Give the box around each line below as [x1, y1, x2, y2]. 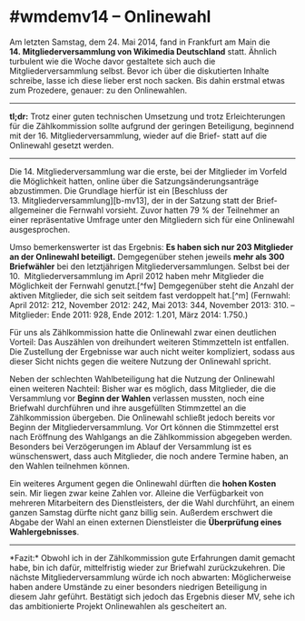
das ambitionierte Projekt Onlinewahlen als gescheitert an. [9, 600, 227, 611]
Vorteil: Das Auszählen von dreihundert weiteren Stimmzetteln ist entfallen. [9, 336, 290, 347]
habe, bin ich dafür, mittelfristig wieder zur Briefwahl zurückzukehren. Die [9, 562, 286, 573]
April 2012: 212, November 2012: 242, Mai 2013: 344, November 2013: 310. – [9, 299, 295, 310]
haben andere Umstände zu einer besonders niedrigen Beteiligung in [9, 581, 268, 592]
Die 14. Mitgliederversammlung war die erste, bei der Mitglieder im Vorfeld [9, 165, 288, 176]
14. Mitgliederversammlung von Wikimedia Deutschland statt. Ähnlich [9, 45, 277, 56]
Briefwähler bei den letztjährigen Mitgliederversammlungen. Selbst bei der [9, 261, 290, 272]
